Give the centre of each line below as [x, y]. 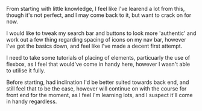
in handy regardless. [32, 101]
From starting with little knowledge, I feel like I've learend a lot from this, [96, 9]
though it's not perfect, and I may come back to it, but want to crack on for [99, 15]
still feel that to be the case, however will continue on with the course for [96, 89]
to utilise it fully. [26, 71]
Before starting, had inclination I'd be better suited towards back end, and [98, 82]
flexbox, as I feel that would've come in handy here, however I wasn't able [98, 64]
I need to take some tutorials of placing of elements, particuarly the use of [98, 58]
